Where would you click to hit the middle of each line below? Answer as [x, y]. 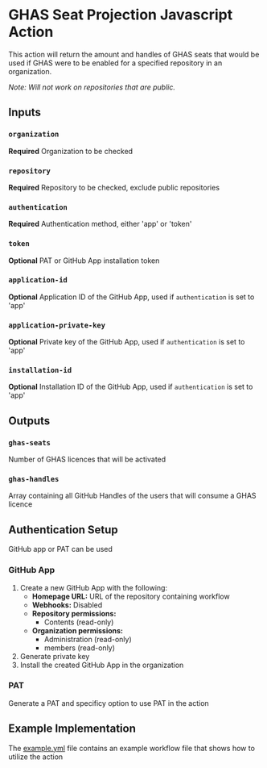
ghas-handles [34, 479]
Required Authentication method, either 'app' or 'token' [100, 224]
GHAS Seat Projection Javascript [121, 15]
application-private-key [57, 325]
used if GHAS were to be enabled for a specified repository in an [115, 63]
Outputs [29, 421]
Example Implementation [72, 729]
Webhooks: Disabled [67, 605]
